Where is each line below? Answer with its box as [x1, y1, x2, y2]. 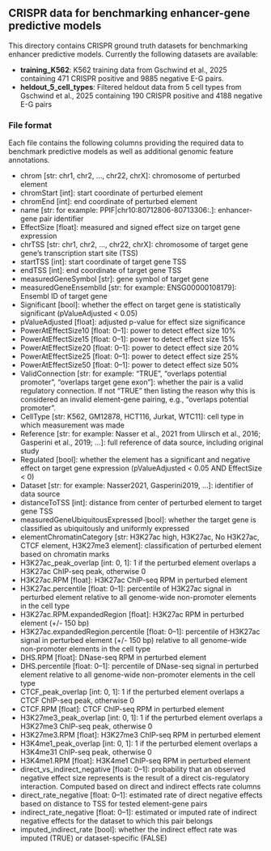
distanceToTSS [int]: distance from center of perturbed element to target [19, 498, 262, 508]
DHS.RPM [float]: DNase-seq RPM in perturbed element [19, 653, 207, 662]
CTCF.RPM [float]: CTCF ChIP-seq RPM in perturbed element [19, 704, 225, 714]
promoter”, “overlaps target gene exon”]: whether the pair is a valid [19, 377, 243, 387]
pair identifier [39, 214, 84, 223]
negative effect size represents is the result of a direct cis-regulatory [19, 773, 249, 783]
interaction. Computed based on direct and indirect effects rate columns [19, 781, 261, 792]
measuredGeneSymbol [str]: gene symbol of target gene [19, 274, 209, 284]
